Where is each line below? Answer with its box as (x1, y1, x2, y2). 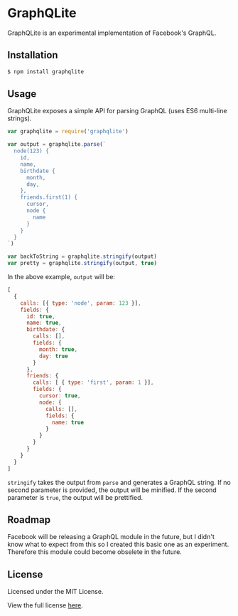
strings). (7, 114, 32, 122)
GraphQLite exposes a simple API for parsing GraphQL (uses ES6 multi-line (7, 107, 227, 115)
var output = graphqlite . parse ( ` (7, 141, 107, 148)
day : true (38, 353, 69, 360)
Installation (7, 49, 58, 61)
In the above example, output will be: (7, 273, 116, 281)
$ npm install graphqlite (7, 68, 84, 75)
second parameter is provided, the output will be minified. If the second (7, 486, 217, 494)
